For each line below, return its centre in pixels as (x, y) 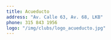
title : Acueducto (28, 11)
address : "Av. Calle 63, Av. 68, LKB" (55, 17)
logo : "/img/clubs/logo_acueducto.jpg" (56, 28)
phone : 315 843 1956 (32, 22)
